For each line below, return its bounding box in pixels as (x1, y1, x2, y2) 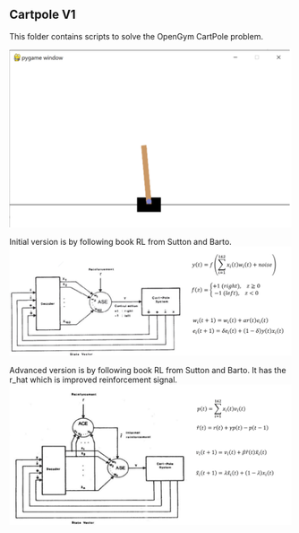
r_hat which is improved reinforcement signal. (9, 374, 177, 385)
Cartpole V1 (9, 7, 76, 22)
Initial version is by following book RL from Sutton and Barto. (9, 236, 233, 247)
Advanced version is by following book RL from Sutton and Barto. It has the (9, 365, 286, 376)
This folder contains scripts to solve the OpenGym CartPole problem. (9, 31, 264, 41)
